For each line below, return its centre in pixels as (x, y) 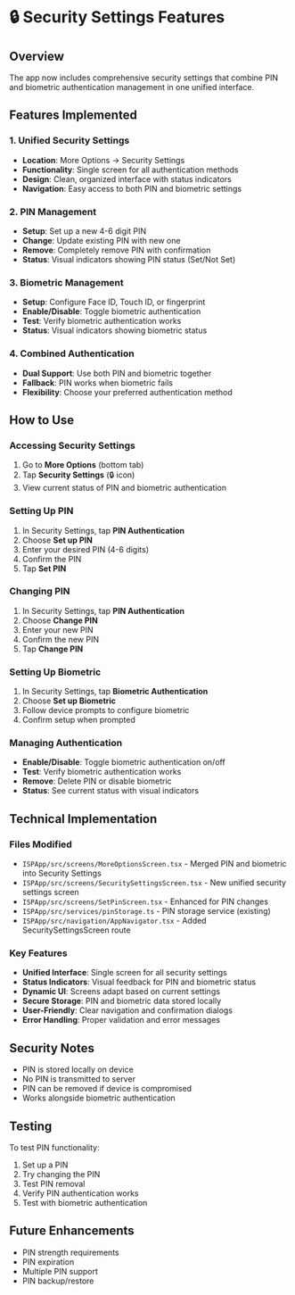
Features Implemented (74, 116)
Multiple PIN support (60, 1271)
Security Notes (52, 1048)
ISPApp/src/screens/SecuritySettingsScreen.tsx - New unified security (154, 883)
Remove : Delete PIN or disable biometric (97, 781)
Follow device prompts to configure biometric (106, 710)
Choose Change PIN (60, 620)
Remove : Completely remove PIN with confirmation (116, 250)
